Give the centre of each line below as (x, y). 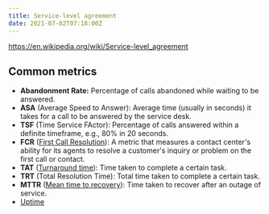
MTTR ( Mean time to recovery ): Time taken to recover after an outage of (141, 185)
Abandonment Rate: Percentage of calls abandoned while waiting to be (139, 91)
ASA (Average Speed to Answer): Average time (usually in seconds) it (135, 108)
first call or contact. (52, 159)
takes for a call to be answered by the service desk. (106, 117)
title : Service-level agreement (62, 16)
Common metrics (53, 71)
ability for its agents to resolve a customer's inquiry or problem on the (136, 150)
